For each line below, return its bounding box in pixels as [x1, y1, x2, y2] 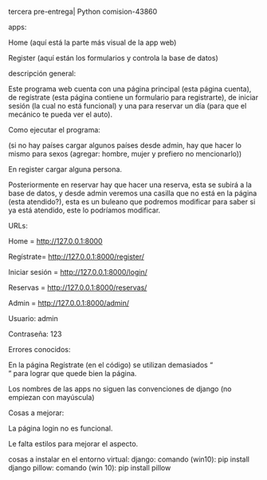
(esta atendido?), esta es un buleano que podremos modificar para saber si [8, 197, 256, 206]
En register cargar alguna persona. [8, 165, 122, 174]
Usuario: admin [8, 314, 58, 323]
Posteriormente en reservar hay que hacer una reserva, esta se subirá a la [8, 180, 253, 189]
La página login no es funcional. [8, 423, 113, 433]
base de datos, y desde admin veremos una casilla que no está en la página [8, 188, 257, 198]
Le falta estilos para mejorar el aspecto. [8, 439, 139, 448]
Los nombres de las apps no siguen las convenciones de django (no [8, 384, 232, 394]
